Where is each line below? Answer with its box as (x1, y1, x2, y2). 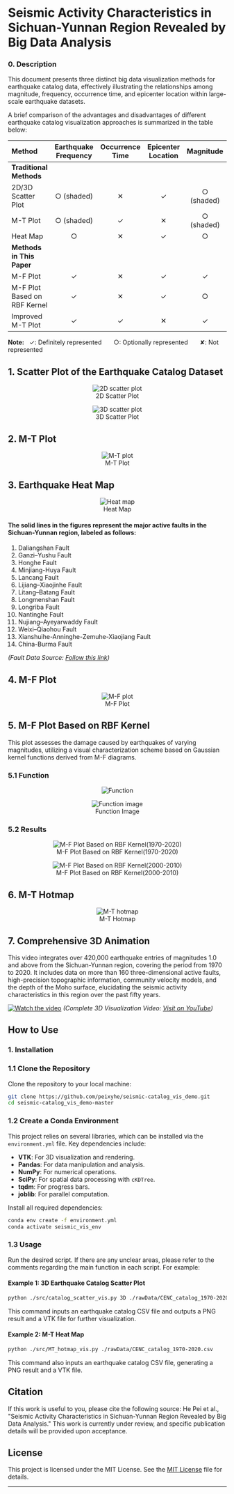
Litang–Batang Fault (17, 588, 76, 596)
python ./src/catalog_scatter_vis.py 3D (8, 1294, 127, 1301)
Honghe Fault (17, 559, 58, 567)
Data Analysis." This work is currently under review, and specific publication (8, 1419, 226, 1428)
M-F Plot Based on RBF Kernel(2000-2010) (56, 869, 179, 877)
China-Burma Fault (17, 640, 72, 649)
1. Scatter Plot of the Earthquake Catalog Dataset (8, 366, 224, 378)
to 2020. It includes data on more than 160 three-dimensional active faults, (8, 968, 222, 976)
